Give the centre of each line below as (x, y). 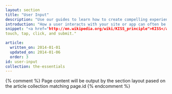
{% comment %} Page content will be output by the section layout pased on (85, 81)
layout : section (23, 10)
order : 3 (19, 57)
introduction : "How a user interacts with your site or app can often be (86, 24)
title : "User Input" (27, 15)
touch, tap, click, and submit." (41, 34)
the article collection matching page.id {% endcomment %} (68, 86)
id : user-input (21, 61)
